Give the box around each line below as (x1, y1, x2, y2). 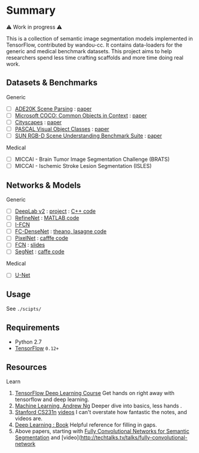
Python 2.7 (14, 338, 42, 345)
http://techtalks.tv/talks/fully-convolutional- (80, 434, 188, 441)
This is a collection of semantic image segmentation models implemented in (6, 35, 193, 42)
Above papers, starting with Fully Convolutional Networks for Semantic (14, 427, 189, 434)
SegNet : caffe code (14, 248, 65, 255)
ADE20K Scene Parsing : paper (14, 105, 92, 112)
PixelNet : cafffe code (14, 234, 69, 242)
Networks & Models (6, 180, 81, 190)
